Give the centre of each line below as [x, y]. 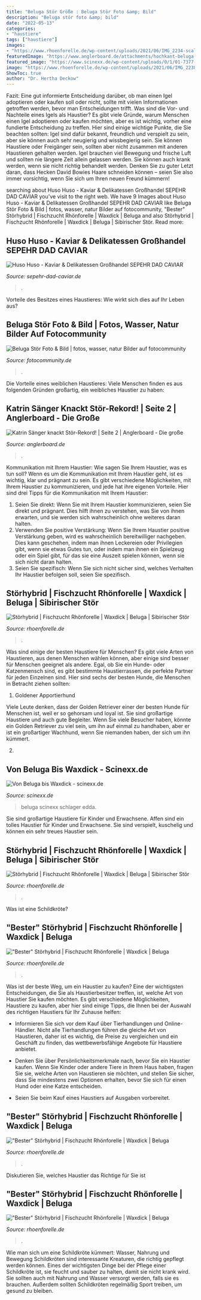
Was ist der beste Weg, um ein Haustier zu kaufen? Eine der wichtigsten [95, 986]
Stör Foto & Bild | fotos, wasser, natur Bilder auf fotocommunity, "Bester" [96, 209]
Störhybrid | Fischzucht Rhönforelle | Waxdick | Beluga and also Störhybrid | [100, 216]
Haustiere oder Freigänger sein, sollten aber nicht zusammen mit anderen [97, 147]
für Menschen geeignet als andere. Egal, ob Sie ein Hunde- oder [86, 665]
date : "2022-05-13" [31, 23]
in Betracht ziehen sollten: [38, 684]
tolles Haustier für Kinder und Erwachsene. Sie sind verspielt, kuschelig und [100, 825]
